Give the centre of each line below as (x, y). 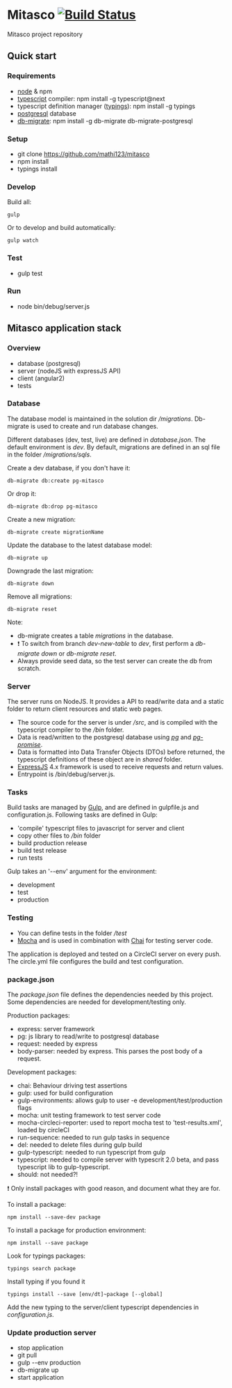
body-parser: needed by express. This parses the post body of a (110, 1051)
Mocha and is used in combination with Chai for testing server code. (115, 940)
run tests (30, 858)
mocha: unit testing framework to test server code (89, 1115)
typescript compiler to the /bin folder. (71, 730)
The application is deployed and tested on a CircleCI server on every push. (114, 954)
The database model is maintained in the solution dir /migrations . (100, 419)
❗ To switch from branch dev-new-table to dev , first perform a (106, 643)
